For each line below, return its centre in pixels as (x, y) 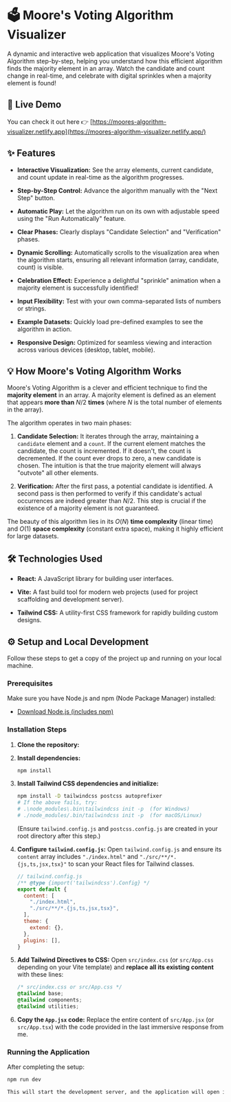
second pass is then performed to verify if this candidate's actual (109, 494)
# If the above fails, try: (57, 803)
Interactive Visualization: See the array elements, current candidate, (115, 170)
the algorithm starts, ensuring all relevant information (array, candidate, (118, 259)
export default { (42, 889)
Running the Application (48, 1052)
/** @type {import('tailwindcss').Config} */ (83, 883)
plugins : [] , (42, 940)
